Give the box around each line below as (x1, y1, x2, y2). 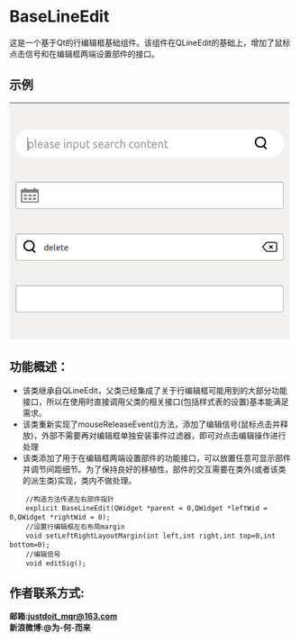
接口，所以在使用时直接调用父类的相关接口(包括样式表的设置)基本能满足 (22, 396, 290, 407)
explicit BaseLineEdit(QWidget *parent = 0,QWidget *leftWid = (25, 503, 268, 512)
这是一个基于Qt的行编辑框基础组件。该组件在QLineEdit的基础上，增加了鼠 (9, 37, 283, 48)
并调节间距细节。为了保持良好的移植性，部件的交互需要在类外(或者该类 (22, 464, 286, 475)
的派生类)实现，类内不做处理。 (22, 475, 137, 485)
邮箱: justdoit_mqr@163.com (9, 610, 118, 622)
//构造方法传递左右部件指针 (25, 494, 114, 503)
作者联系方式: (9, 585, 86, 601)
